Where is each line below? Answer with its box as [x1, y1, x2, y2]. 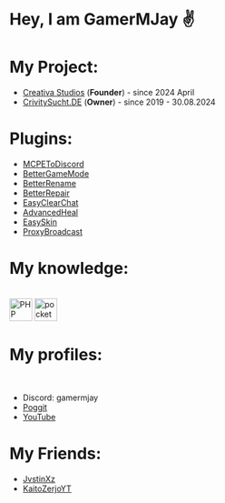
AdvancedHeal [22, 207, 79, 218]
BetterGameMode [22, 168, 90, 179]
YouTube [22, 411, 56, 422]
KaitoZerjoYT [22, 483, 73, 494]
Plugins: [9, 128, 73, 149]
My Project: [9, 57, 99, 77]
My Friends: [9, 444, 102, 464]
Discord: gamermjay [22, 392, 99, 403]
